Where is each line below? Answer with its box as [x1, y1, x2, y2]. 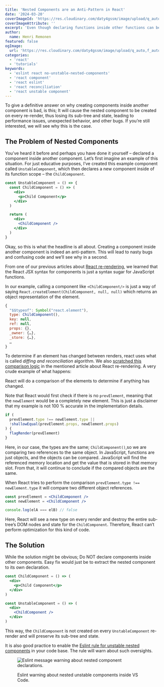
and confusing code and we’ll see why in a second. [5, 254, 108, 260]
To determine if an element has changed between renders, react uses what [5, 353, 156, 359]
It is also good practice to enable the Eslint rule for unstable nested [5, 643, 140, 648]
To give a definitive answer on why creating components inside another [5, 102, 149, 108]
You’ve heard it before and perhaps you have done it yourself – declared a [5, 150, 154, 156]
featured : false [5, 39, 38, 44]
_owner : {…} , [9, 331, 36, 335]
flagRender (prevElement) [9, 431, 60, 436]
